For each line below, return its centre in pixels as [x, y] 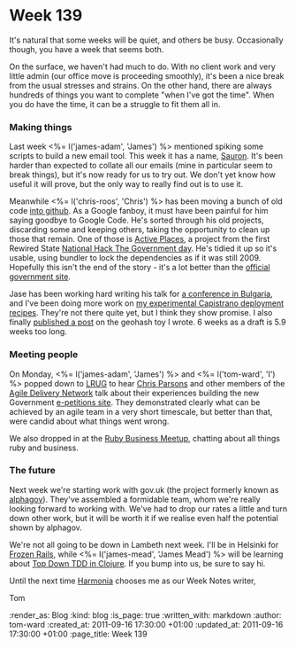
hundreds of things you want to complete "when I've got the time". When [142, 95]
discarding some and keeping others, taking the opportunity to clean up [140, 230]
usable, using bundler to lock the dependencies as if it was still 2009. [135, 258]
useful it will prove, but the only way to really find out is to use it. [126, 184]
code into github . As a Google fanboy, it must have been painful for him [139, 211]
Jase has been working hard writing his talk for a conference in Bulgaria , [141, 294]
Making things [41, 127]
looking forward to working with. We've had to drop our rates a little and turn [148, 508]
